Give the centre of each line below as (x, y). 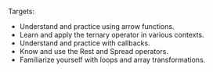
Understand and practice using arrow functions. (97, 26)
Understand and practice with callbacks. (85, 43)
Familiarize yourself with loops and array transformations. (112, 59)
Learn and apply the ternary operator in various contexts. (112, 35)
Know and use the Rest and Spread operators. (94, 51)
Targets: (22, 11)
